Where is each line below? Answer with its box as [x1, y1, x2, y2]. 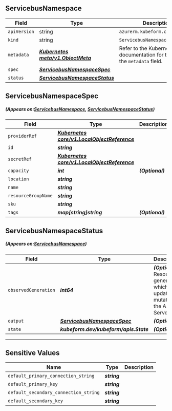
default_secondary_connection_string [8, 390, 100, 396]
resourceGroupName [8, 193, 53, 199]
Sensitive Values [5, 348, 60, 357]
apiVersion [8, 28, 34, 34]
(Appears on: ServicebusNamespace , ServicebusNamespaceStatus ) [5, 106, 155, 112]
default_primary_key [8, 381, 58, 387]
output [8, 318, 24, 324]
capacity [8, 168, 29, 174]
